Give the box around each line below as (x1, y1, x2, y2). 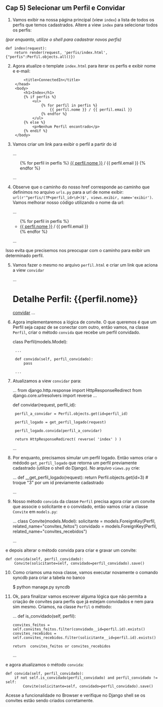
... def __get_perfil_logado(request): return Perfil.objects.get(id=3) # (12, 474, 148, 480)
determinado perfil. (5, 252, 44, 258)
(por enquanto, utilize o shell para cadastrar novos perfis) (5, 36, 122, 42)
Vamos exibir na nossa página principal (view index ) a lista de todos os (12, 17, 155, 22)
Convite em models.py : (12, 508, 58, 514)
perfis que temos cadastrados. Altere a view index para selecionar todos (12, 22, 158, 28)
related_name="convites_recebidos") (12, 528, 87, 534)
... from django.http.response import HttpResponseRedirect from (12, 387, 142, 393)
